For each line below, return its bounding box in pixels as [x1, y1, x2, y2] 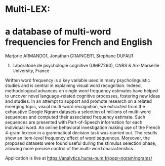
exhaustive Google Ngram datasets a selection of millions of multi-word [5, 109, 151, 115]
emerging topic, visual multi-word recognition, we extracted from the [5, 104, 146, 110]
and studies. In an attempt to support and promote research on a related [5, 98, 152, 104]
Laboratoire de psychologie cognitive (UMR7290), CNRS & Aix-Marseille [12, 63, 160, 69]
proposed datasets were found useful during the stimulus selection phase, [5, 140, 157, 146]
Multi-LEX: [5, 3, 50, 15]
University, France [12, 68, 50, 74]
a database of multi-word [5, 26, 111, 38]
